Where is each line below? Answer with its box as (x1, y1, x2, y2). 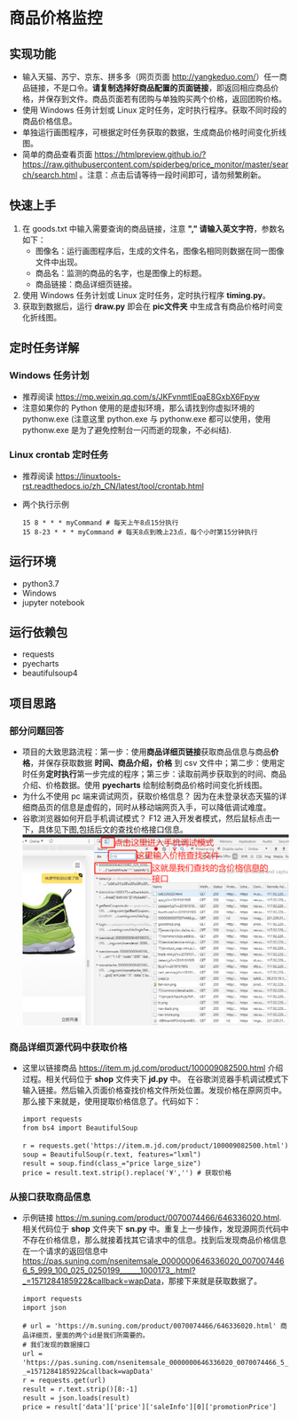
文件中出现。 (35, 256, 82, 267)
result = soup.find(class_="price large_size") (21, 1159, 201, 1168)
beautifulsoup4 (21, 667, 78, 679)
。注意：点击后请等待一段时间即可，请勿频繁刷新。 (79, 170, 266, 180)
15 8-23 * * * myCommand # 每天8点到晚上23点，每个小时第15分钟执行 (21, 527, 258, 537)
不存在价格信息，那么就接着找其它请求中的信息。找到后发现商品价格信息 (21, 1235, 286, 1245)
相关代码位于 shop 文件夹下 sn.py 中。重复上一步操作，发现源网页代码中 (21, 1224, 289, 1235)
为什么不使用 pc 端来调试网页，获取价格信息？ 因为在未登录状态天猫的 (21, 791, 279, 801)
